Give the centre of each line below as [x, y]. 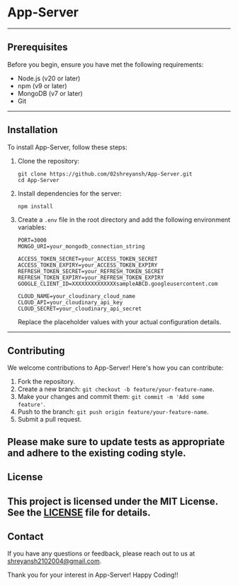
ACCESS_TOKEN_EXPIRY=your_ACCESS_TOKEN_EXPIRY [87, 265]
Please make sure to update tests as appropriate [116, 442]
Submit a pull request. [50, 420]
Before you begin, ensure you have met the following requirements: [106, 64]
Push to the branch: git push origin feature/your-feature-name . [113, 412]
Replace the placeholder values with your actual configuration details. [119, 321]
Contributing [36, 350]
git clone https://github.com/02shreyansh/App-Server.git [105, 174]
